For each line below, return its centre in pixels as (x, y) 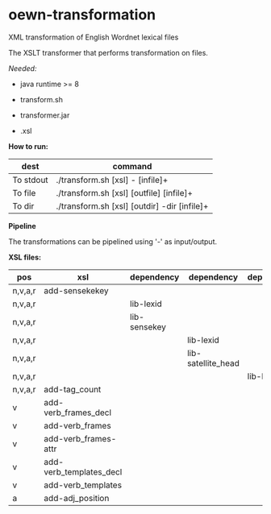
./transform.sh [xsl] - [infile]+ (112, 180)
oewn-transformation (82, 15)
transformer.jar (45, 115)
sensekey (148, 326)
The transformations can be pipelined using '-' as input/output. (113, 241)
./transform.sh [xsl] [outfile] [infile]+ (125, 193)
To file (24, 193)
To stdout (30, 180)
